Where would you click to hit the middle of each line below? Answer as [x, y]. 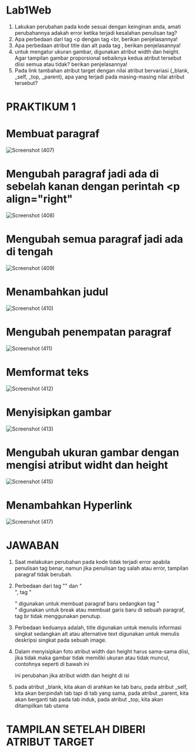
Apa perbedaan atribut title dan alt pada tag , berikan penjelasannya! [97, 45]
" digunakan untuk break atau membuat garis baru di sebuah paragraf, [100, 610]
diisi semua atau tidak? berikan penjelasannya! [71, 64]
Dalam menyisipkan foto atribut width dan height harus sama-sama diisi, [102, 651]
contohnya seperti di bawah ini [52, 664]
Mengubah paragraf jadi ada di [83, 174]
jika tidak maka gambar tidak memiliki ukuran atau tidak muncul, [92, 658]
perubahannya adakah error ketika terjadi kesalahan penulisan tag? [96, 32]
